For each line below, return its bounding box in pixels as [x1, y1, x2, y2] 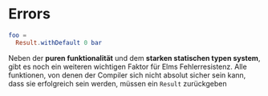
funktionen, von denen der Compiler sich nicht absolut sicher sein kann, [8, 70, 246, 80]
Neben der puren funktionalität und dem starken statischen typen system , [8, 53, 261, 62]
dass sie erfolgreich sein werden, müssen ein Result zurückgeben [8, 78, 227, 88]
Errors [8, 5, 51, 23]
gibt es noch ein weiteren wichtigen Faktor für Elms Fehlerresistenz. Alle [8, 62, 247, 71]
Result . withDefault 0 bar [15, 38, 103, 46]
